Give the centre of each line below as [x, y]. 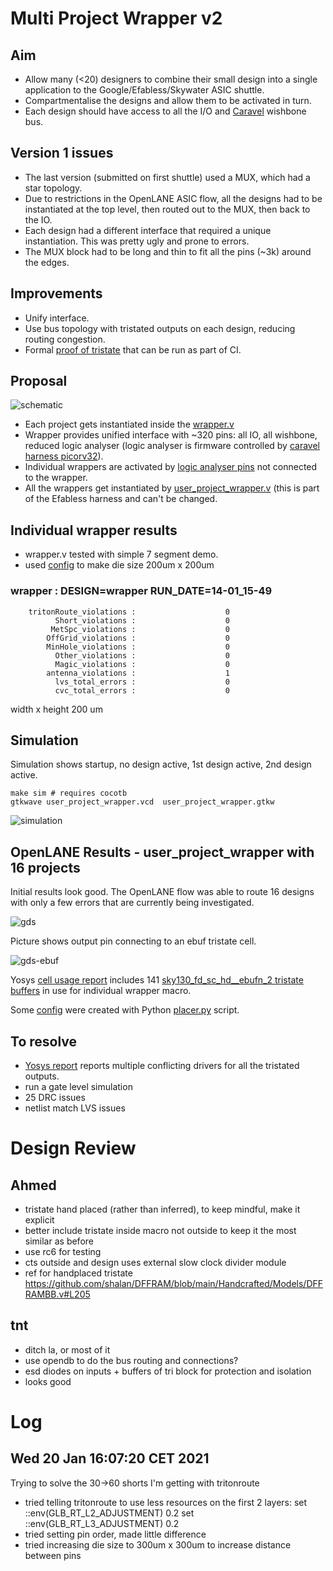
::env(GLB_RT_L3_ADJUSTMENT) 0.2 [102, 1523]
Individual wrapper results [94, 530]
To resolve [44, 1041]
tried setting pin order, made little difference [115, 1534]
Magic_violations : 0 [142, 664]
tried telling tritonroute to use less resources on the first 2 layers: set [166, 1502]
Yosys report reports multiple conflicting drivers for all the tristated [162, 1065]
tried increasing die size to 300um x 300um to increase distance [158, 1544]
